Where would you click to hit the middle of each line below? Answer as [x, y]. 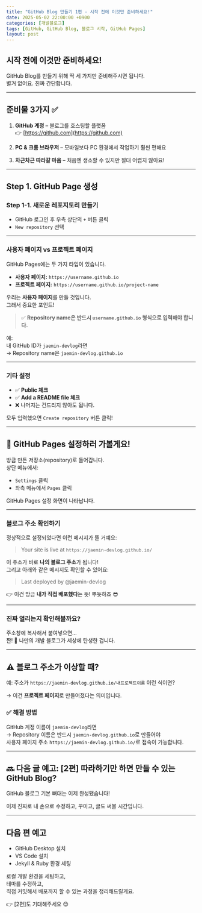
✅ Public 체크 [32, 390]
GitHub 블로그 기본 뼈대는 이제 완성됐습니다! [58, 794]
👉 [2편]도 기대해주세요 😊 [38, 904]
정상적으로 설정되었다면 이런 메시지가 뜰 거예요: [62, 538]
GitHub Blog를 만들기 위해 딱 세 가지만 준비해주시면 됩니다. [76, 75]
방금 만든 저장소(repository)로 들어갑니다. [55, 460]
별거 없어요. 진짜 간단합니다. [39, 83]
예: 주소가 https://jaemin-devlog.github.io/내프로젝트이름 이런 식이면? [91, 683]
